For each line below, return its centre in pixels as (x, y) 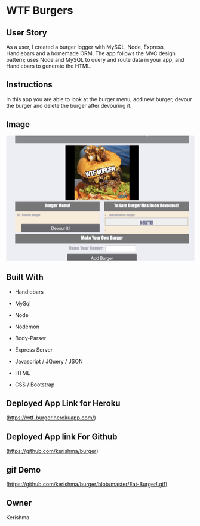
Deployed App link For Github (62, 436)
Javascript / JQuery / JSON (49, 361)
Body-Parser (30, 338)
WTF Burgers (40, 10)
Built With (25, 277)
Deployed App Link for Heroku (63, 403)
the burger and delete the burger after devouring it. (69, 105)
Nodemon (27, 327)
